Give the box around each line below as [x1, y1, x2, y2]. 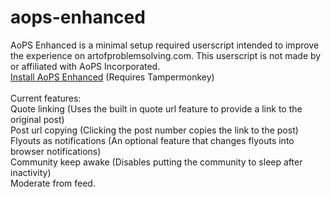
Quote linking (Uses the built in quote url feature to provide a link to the [10, 102, 303, 115]
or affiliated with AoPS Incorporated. [10, 60, 161, 72]
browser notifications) [10, 145, 102, 157]
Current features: [10, 92, 82, 104]
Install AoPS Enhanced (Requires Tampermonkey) [10, 71, 215, 83]
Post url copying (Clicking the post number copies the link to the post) [10, 124, 299, 136]
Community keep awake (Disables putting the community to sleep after [10, 156, 303, 168]
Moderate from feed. [10, 177, 96, 189]
